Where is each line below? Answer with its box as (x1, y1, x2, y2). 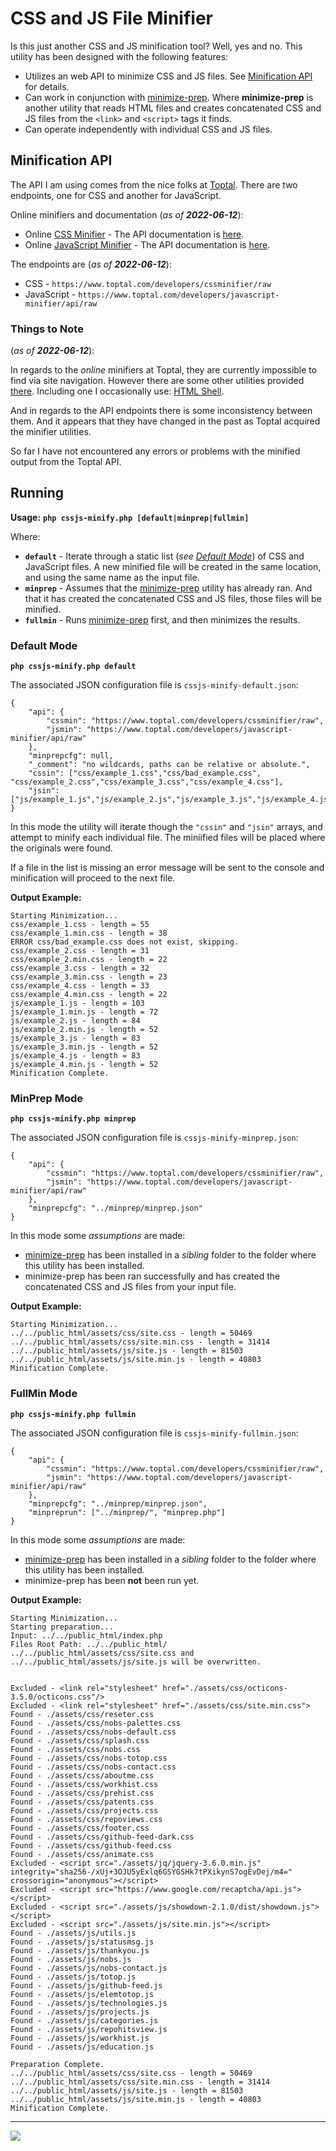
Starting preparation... (10, 1622, 114, 1632)
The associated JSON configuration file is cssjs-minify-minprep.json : (10, 1132, 299, 1144)
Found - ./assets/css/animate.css (10, 1849, 155, 1859)
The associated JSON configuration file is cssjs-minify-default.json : (10, 679, 299, 691)
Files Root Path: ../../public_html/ (10, 1639, 168, 1649)
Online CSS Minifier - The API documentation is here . (24, 228, 245, 240)
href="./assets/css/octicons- (162, 1683, 288, 1693)
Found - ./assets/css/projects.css (10, 1805, 159, 1816)
